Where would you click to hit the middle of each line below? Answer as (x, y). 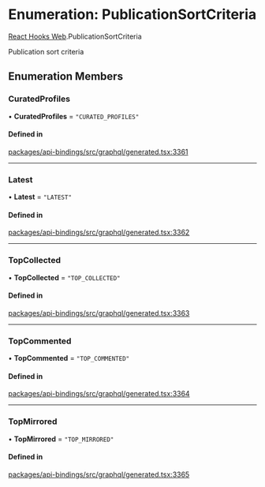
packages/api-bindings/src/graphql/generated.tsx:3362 (99, 232)
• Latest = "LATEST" (40, 197)
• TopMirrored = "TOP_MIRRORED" (61, 439)
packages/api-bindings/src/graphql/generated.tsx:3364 (99, 394)
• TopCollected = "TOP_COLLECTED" (64, 277)
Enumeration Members (66, 77)
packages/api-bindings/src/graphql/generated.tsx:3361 (98, 152)
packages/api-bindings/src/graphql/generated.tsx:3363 (99, 313)
